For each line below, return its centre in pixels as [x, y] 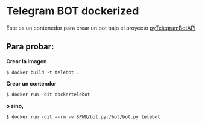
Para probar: [30, 47]
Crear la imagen [27, 61]
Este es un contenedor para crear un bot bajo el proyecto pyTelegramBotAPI [101, 28]
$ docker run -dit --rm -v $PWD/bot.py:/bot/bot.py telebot [84, 117]
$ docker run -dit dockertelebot [48, 95]
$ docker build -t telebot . [43, 72]
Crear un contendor [31, 83]
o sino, [15, 106]
